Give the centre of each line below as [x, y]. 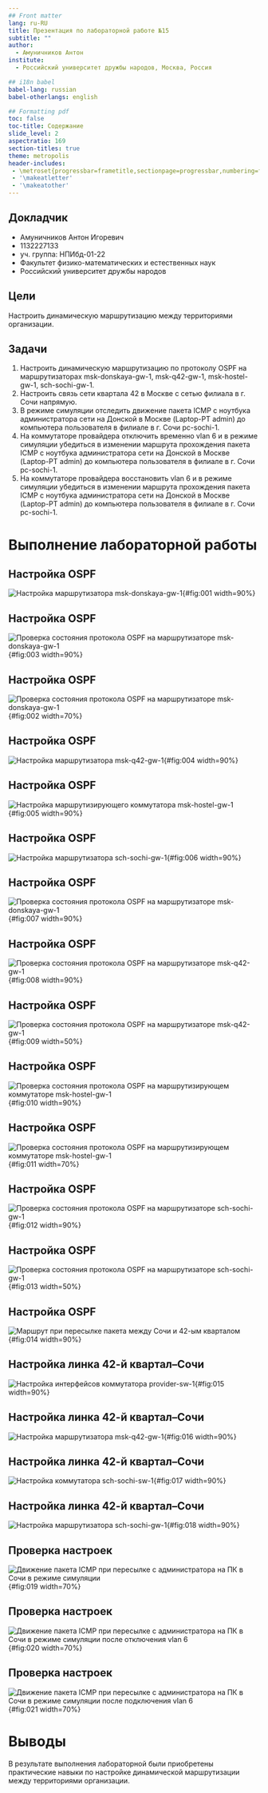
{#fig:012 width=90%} [45, 1225]
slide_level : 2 [33, 134]
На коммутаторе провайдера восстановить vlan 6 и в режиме [126, 478]
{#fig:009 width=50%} [45, 1041]
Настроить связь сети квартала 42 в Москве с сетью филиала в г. [132, 394]
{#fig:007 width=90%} [45, 918]
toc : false [26, 119]
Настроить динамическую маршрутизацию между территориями [120, 315]
